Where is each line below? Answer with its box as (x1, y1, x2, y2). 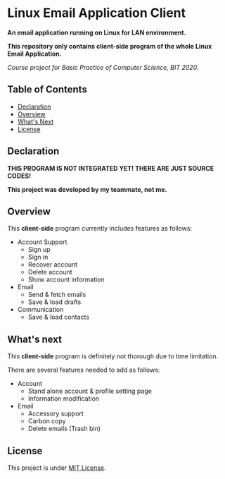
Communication (17, 305, 64, 314)
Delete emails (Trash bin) (27, 425, 101, 433)
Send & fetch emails (27, 291, 86, 299)
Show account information (27, 275, 105, 284)
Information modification (27, 394, 100, 403)
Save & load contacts (27, 313, 90, 322)
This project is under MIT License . (7, 463, 107, 472)
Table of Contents (7, 83, 88, 96)
